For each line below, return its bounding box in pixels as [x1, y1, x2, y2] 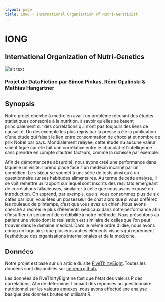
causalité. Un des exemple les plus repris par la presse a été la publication [5, 129, 156, 135]
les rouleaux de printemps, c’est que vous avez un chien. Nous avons [5, 201, 146, 207]
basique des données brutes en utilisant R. [5, 291, 92, 297]
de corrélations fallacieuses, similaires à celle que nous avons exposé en [5, 186, 153, 192]
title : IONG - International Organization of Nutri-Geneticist [5, 12, 138, 17]
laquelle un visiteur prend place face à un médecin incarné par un [5, 164, 139, 171]
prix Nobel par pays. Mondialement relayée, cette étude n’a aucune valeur [5, 139, 156, 145]
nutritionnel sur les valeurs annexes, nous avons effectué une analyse [5, 286, 147, 292]
